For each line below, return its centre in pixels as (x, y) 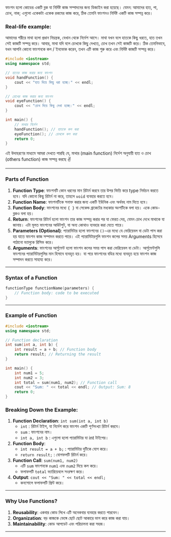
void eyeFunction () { (28, 101)
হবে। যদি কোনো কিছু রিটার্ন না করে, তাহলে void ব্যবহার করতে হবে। (63, 196)
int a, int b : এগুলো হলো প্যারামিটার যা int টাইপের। (64, 438)
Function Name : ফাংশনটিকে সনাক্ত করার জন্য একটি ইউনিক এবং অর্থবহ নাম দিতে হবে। (80, 202)
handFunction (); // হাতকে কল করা (47, 129)
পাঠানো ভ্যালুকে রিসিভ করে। (33, 242)
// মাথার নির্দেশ (26, 125)
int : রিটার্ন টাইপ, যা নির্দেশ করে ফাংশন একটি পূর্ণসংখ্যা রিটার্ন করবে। (70, 426)
